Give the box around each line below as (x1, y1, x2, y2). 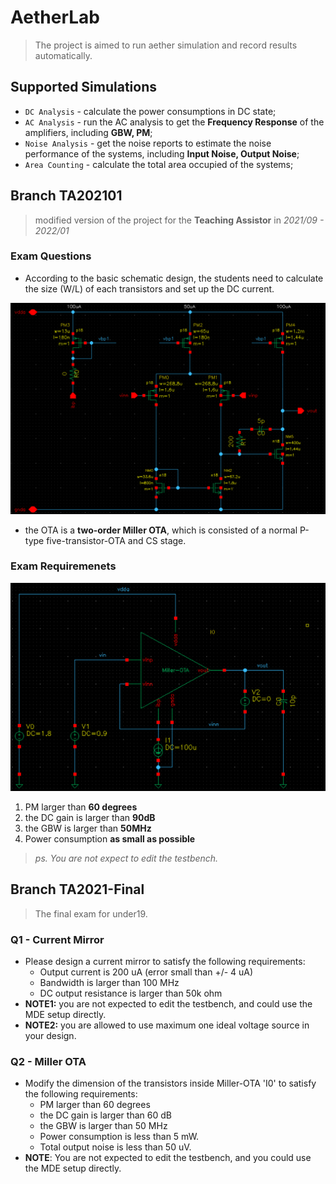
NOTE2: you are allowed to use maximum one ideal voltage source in (24, 1019, 310, 1031)
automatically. (34, 49, 93, 61)
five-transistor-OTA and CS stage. (46, 534, 187, 546)
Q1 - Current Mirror (10, 932, 105, 946)
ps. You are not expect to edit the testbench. (34, 852, 219, 864)
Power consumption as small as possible (24, 833, 196, 845)
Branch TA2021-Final (10, 881, 145, 898)
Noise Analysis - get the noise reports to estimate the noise (24, 137, 272, 149)
